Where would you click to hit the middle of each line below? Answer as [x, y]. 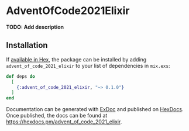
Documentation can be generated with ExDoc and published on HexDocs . [95, 109]
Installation [27, 45]
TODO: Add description [35, 27]
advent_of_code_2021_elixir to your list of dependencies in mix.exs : [88, 65]
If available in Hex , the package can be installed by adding [76, 59]
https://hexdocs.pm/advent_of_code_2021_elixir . [64, 122]
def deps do [20, 76]
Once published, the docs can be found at [57, 116]
